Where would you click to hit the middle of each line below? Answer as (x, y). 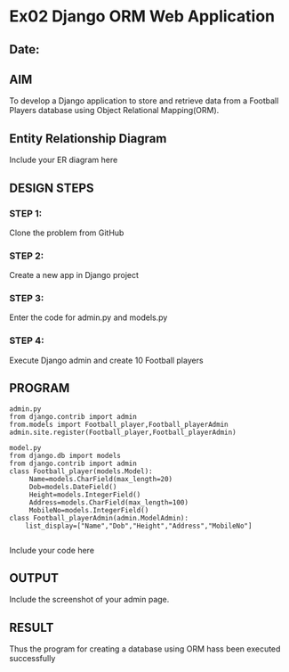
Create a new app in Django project (74, 275)
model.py (25, 447)
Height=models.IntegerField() (85, 495)
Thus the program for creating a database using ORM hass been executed (145, 649)
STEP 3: (27, 299)
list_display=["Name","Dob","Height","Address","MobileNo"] (139, 526)
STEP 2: (27, 256)
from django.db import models (65, 455)
